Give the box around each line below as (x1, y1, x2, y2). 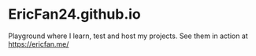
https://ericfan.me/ (8, 39, 69, 48)
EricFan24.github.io (8, 5, 142, 23)
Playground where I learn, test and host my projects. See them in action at (8, 31, 248, 40)
